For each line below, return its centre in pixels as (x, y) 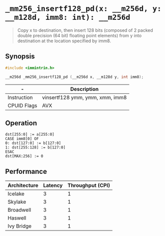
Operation (21, 123)
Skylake (17, 202)
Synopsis (20, 56)
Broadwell (19, 210)
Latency (53, 185)
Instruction (20, 97)
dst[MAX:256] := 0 (24, 156)
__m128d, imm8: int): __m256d (68, 18)
